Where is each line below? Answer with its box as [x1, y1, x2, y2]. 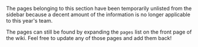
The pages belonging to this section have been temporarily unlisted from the [6, 5, 192, 12]
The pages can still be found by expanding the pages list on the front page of [6, 28, 192, 35]
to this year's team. [6, 17, 53, 24]
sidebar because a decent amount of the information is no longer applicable [6, 11, 190, 18]
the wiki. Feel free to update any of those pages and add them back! [6, 35, 172, 41]
